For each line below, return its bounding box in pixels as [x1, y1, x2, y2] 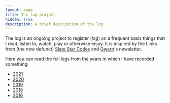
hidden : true [5, 17, 33, 22]
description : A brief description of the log [5, 21, 103, 27]
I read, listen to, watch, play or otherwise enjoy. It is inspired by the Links [5, 41, 157, 47]
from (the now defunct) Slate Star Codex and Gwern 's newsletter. [5, 46, 142, 52]
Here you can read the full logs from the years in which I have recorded [5, 56, 154, 62]
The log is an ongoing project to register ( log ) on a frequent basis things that [5, 35, 165, 41]
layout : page [5, 7, 33, 13]
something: [5, 61, 29, 67]
